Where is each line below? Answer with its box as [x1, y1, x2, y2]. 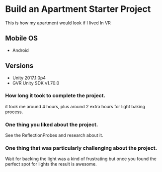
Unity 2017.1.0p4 [12, 75, 46, 81]
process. [5, 109, 23, 115]
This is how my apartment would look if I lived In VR [5, 20, 111, 26]
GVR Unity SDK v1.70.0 [12, 80, 60, 86]
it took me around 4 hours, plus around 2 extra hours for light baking [5, 103, 146, 109]
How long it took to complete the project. [5, 92, 106, 99]
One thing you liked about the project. [5, 121, 98, 128]
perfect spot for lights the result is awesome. [5, 161, 97, 167]
